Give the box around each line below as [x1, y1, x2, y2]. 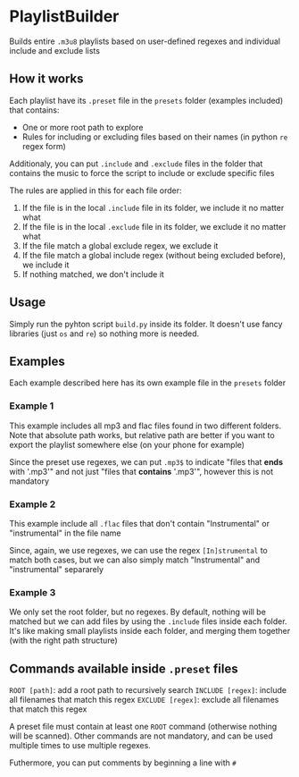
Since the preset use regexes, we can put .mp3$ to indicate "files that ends [9, 456, 284, 467]
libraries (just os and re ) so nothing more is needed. [9, 328, 200, 339]
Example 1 [9, 400, 54, 412]
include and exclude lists [9, 45, 101, 55]
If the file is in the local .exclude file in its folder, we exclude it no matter [21, 221, 287, 232]
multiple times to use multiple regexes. [9, 740, 152, 751]
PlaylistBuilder [9, 6, 120, 27]
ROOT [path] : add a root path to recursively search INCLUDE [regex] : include [9, 685, 287, 696]
